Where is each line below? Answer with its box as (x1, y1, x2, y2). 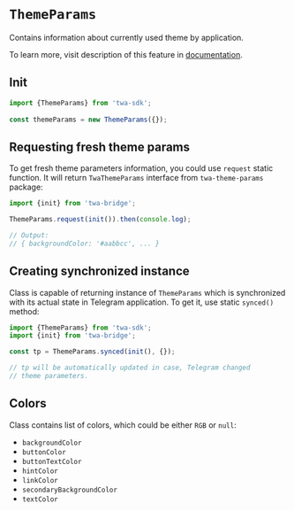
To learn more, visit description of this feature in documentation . (9, 49, 243, 59)
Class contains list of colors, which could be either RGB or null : (9, 419, 237, 430)
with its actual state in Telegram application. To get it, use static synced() (9, 297, 275, 307)
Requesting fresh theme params (9, 139, 191, 154)
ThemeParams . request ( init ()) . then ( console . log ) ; (9, 215, 192, 224)
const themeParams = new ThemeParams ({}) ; (9, 115, 168, 124)
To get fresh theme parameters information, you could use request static (9, 163, 274, 174)
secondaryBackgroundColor (21, 485, 117, 494)
